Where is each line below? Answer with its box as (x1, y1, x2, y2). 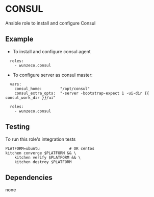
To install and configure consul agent (12, 48, 91, 54)
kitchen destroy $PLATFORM (14, 159, 72, 164)
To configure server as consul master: (12, 72, 93, 78)
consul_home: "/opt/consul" (14, 86, 90, 91)
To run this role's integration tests (5, 136, 76, 142)
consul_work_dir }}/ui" (5, 95, 56, 100)
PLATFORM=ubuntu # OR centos (5, 146, 95, 151)
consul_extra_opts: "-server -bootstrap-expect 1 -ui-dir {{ (14, 91, 149, 96)
